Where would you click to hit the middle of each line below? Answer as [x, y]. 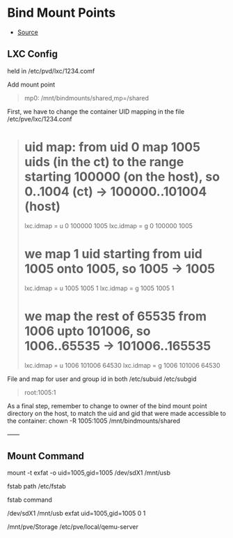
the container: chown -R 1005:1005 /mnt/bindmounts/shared [94, 421]
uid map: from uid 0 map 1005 [112, 147]
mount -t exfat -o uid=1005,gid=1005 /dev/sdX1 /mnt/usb [89, 473]
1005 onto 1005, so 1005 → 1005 [120, 268]
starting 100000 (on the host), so [122, 177]
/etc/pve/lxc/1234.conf [40, 119]
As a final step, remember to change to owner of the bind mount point [107, 405]
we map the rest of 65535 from [115, 316]
